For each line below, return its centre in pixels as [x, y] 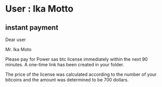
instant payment [32, 28]
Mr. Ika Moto [19, 49]
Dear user [16, 39]
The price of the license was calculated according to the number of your [81, 74]
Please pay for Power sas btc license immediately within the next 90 [77, 59]
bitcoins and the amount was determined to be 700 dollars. [67, 80]
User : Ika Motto [39, 9]
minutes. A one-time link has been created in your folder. [65, 64]
